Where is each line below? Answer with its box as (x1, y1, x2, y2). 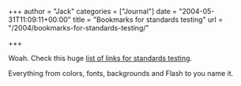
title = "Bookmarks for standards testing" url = (72, 15, 224, 24)
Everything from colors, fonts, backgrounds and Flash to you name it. (8, 69, 234, 77)
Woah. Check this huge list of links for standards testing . (8, 54, 192, 63)
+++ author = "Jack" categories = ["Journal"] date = (8, 7, 178, 16)
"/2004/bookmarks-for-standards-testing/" (8, 23, 149, 32)
